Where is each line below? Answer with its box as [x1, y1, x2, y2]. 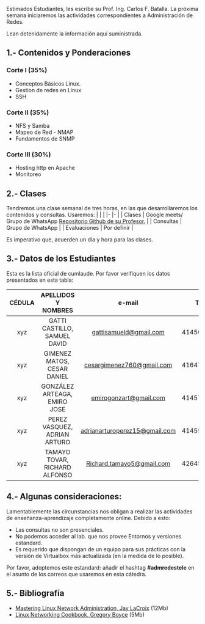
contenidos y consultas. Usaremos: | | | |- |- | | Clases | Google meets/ [6, 211, 183, 219]
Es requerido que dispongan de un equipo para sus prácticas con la [15, 545, 186, 552]
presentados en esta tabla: [6, 276, 74, 284]
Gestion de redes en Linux [15, 86, 82, 94]
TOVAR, [46, 455, 69, 464]
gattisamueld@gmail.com [92, 328, 165, 336]
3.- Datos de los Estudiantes [6, 254, 116, 264]
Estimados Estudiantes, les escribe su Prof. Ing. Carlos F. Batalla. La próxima [6, 6, 198, 12]
